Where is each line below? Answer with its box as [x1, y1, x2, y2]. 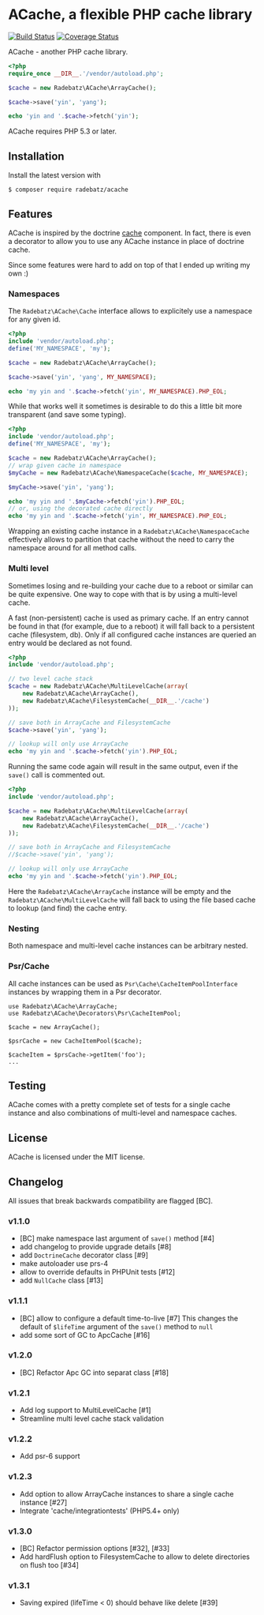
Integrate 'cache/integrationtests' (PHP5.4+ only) [19, 1506, 180, 1515]
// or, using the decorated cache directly [8, 505, 154, 513]
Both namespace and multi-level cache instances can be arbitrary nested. [8, 941, 248, 951]
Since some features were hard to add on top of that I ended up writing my [8, 260, 251, 269]
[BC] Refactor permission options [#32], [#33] [19, 1544, 170, 1553]
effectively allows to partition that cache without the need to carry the [8, 535, 235, 544]
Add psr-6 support [19, 1452, 80, 1461]
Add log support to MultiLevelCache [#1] [19, 1406, 151, 1415]
